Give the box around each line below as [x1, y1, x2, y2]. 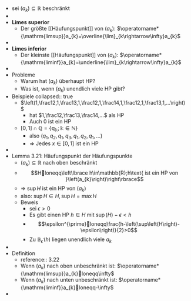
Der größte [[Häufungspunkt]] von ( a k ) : [20, 25, 116, 34]
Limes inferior [11, 45, 47, 52]
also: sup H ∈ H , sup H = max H [20, 193, 97, 200]
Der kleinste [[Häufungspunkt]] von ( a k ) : [20, 51, 119, 60]
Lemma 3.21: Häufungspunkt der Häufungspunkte [11, 152, 133, 159]
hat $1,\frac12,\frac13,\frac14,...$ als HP [29, 111, 125, 119]
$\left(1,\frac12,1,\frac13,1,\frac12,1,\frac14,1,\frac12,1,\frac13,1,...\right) [20, 99, 186, 106]
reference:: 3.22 [20, 256, 60, 263]
